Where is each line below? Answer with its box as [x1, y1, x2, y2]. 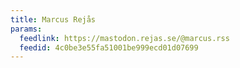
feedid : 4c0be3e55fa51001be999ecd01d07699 [19, 42, 199, 53]
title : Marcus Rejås [10, 14, 97, 25]
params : [10, 24, 43, 34]
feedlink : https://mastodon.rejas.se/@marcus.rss [19, 33, 230, 43]
